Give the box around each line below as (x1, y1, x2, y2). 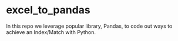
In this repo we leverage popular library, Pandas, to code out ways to (6, 23, 173, 29)
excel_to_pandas (6, 3, 91, 17)
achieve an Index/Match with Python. (6, 28, 96, 35)
